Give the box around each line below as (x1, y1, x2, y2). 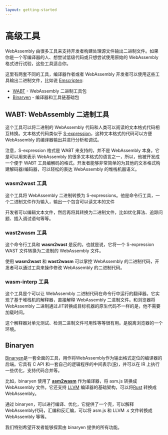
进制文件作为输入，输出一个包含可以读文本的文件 (13, 198, 115, 204)
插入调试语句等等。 (13, 215, 53, 221)
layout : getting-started (5, 7, 57, 12)
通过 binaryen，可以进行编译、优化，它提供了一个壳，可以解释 (5, 401, 134, 407)
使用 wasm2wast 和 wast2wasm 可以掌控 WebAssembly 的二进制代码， (5, 258, 155, 264)
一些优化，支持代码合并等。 (5, 367, 62, 373)
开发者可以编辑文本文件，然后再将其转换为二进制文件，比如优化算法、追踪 (5, 209, 158, 215)
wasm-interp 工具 (5, 278, 49, 285)
